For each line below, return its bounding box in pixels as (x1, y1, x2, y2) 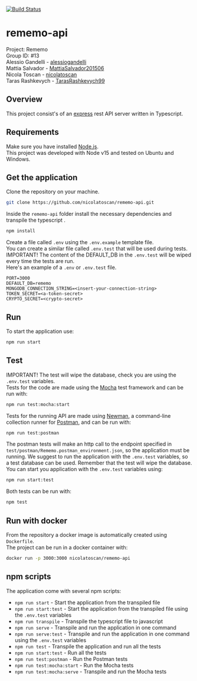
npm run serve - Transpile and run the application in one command (14, 624, 177, 631)
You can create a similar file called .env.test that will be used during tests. (6, 245, 188, 252)
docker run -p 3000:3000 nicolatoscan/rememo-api (6, 555, 131, 561)
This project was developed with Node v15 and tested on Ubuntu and (6, 149, 174, 156)
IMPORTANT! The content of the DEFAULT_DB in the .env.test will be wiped (6, 251, 192, 258)
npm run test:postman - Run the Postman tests (14, 655, 128, 662)
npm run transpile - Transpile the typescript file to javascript (14, 618, 163, 625)
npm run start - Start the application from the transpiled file (14, 599, 160, 606)
